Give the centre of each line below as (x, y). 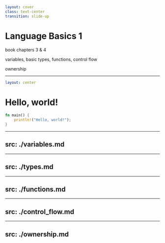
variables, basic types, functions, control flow (51, 59)
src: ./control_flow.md (40, 212)
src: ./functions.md (35, 190)
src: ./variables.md (35, 145)
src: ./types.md (29, 167)
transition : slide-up (27, 16)
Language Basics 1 (44, 36)
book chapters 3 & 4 (26, 50)
